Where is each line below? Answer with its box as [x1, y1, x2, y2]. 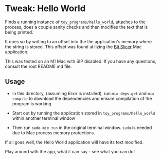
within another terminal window [12, 115, 75, 121]
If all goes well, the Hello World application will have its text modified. [5, 139, 143, 145]
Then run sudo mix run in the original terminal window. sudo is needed [12, 125, 152, 130]
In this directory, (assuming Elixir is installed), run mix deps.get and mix [12, 90, 155, 96]
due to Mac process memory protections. [12, 129, 95, 136]
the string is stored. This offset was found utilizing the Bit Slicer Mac [5, 44, 142, 49]
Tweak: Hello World [5, 3, 86, 14]
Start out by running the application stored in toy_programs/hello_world [12, 110, 156, 116]
